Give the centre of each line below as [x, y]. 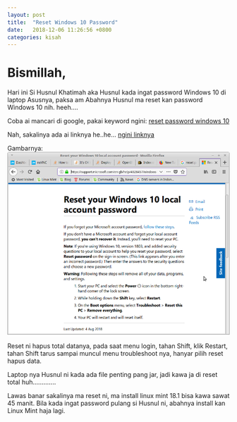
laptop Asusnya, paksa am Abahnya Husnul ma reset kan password [105, 100]
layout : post [26, 15]
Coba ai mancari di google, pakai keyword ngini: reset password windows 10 [119, 121]
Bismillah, [37, 73]
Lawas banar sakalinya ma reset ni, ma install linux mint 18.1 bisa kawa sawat [119, 396]
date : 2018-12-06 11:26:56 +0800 [60, 30]
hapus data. [25, 361]
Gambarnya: [25, 149]
